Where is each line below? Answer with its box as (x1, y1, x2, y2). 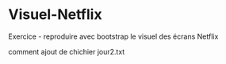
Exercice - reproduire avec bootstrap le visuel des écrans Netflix (8, 32, 219, 41)
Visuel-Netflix (8, 6, 102, 24)
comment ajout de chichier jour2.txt (8, 47, 125, 56)
